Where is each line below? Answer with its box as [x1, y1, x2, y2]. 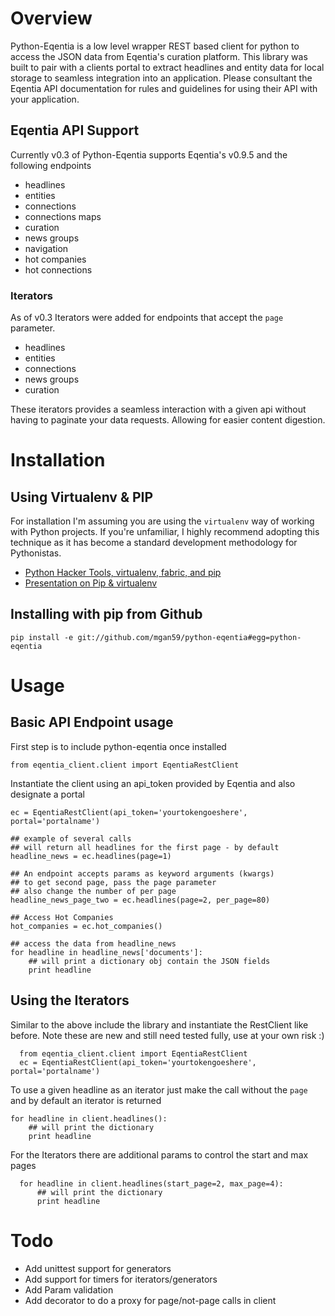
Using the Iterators [10, 992, 130, 1009]
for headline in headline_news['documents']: [10, 947, 203, 957]
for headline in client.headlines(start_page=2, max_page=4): [19, 1178, 284, 1189]
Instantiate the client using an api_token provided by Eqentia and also [10, 777, 296, 789]
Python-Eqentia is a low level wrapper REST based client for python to [10, 40, 300, 52]
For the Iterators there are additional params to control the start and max [10, 1148, 309, 1161]
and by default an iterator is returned [10, 1094, 162, 1106]
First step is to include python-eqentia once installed [10, 740, 227, 752]
